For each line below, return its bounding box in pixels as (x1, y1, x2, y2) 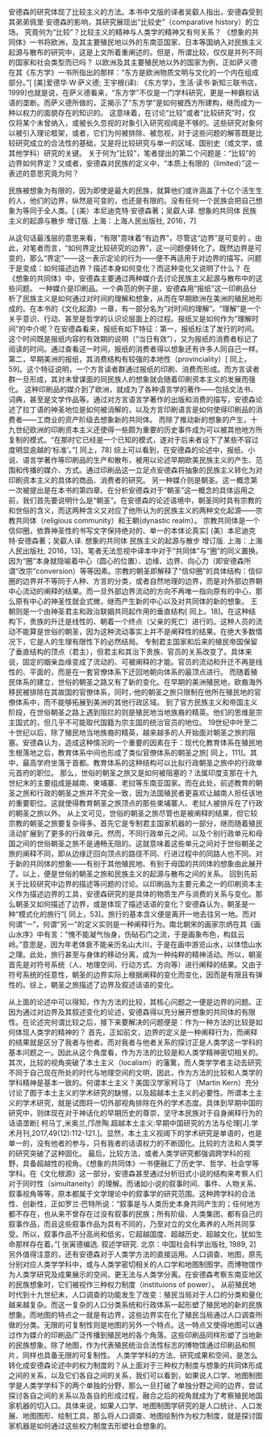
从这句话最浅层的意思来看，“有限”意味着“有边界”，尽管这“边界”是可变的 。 (8, 233, 256, 242)
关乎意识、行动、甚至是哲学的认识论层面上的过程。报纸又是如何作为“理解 (8, 314, 252, 323)
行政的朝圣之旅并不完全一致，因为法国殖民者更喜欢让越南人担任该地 (35, 788, 263, 798)
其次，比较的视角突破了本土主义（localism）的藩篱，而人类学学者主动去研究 (8, 1058, 262, 1067)
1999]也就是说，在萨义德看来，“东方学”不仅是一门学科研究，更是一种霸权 (8, 88, 252, 97)
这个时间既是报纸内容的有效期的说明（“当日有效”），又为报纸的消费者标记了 (8, 334, 259, 343)
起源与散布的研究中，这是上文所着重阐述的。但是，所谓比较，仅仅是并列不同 (8, 48, 263, 57)
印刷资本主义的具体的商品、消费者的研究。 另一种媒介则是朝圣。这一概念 (8, 476, 251, 484)
